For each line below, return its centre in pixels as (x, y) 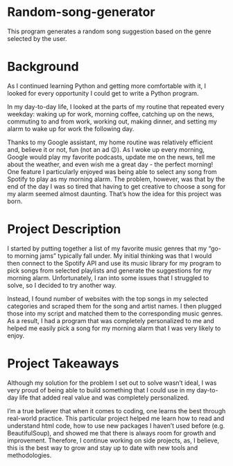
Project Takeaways (63, 363)
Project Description (64, 229)
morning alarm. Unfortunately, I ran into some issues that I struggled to (108, 277)
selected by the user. (37, 38)
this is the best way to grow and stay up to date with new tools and (103, 447)
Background (43, 67)
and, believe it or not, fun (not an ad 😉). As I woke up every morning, (106, 149)
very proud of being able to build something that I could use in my (101, 390)
